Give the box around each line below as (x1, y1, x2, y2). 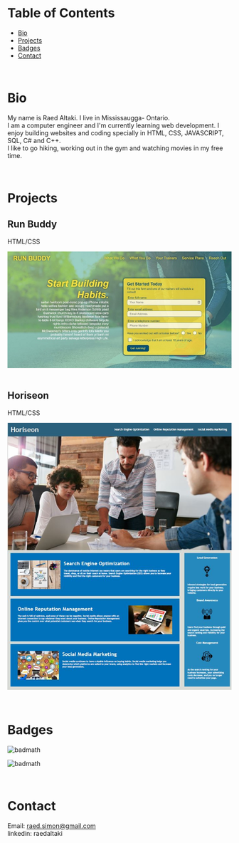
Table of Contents (7, 5, 115, 21)
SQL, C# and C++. (7, 136, 62, 145)
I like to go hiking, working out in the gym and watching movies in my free (7, 144, 223, 152)
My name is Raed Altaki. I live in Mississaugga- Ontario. (7, 113, 171, 122)
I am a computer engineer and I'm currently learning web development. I (7, 121, 219, 130)
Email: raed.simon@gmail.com (7, 821, 96, 830)
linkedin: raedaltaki (7, 829, 63, 837)
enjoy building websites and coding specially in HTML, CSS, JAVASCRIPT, (7, 128, 224, 137)
